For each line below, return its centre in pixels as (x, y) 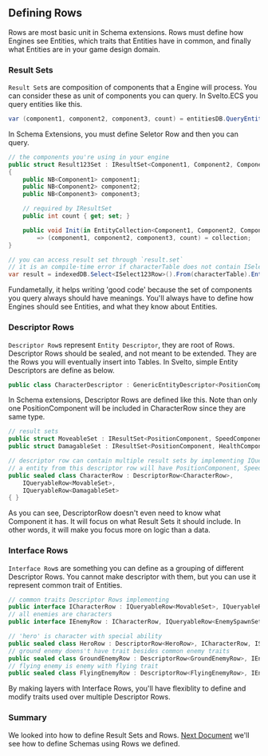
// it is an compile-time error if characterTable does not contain (124, 267)
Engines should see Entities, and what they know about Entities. (113, 307)
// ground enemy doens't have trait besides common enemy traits (119, 651)
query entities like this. (45, 104)
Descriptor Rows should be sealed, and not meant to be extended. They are (132, 353)
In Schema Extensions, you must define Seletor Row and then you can (124, 134)
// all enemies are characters (60, 614)
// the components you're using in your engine (89, 157)
